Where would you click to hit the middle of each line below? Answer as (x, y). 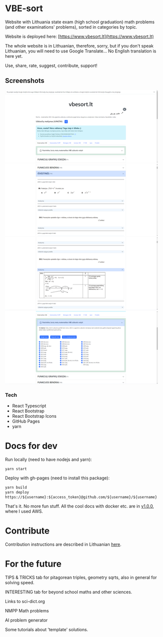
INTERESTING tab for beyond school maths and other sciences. (69, 592)
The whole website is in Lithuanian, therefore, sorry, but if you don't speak (79, 46)
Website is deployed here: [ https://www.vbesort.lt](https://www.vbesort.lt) (80, 36)
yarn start (16, 469)
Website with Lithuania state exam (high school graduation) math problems (80, 22)
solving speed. (20, 582)
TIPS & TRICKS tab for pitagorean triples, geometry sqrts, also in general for (81, 577)
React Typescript (29, 406)
